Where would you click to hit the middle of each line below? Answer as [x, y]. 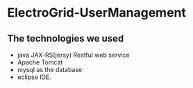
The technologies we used [66, 38]
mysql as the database [50, 70]
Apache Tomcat [40, 62]
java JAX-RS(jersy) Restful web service [73, 55]
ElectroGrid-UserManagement [96, 13]
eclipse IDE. [34, 77]
